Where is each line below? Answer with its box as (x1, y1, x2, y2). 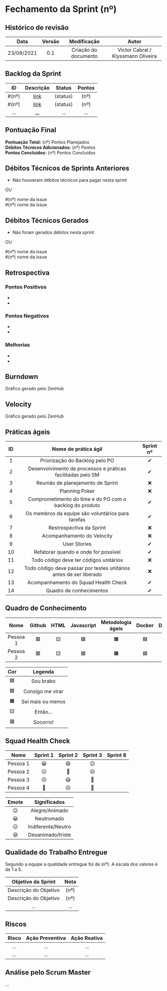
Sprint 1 (34, 752, 54, 759)
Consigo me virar (23, 688, 64, 695)
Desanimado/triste (28, 831, 71, 838)
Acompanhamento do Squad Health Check (27, 579, 127, 586)
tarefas (69, 516, 85, 523)
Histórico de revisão (5, 23, 69, 32)
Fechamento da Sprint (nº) (5, 3, 117, 15)
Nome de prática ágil (52, 445, 103, 452)
